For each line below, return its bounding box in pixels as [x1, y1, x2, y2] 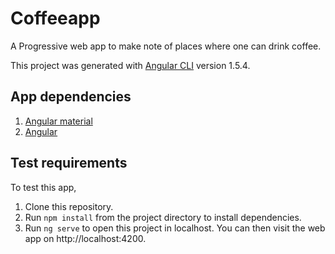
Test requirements [10, 155, 128, 172]
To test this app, [10, 181, 77, 193]
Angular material [24, 115, 93, 127]
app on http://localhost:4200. [24, 232, 147, 244]
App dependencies [10, 88, 132, 106]
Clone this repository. [24, 200, 114, 212]
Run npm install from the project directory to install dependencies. [24, 211, 302, 223]
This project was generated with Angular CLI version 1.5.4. [10, 59, 251, 71]
